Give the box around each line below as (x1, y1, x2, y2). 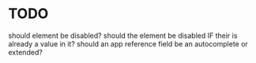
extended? (8, 47, 43, 57)
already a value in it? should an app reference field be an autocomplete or (8, 39, 249, 48)
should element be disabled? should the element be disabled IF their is (8, 31, 238, 40)
